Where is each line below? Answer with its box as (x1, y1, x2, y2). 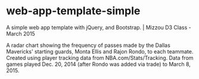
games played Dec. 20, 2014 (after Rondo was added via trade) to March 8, (6, 61, 191, 68)
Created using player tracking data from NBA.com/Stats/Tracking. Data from (6, 54, 194, 61)
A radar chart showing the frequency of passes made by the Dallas (6, 42, 171, 49)
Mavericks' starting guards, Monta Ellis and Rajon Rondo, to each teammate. (6, 48, 194, 55)
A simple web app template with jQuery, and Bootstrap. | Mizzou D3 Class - (6, 24, 192, 31)
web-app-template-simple (6, 4, 141, 18)
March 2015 (6, 30, 36, 37)
